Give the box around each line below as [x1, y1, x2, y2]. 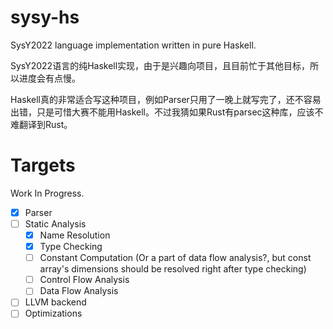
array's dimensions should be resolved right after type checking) [39, 263, 307, 275]
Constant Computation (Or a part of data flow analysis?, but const [39, 252, 312, 264]
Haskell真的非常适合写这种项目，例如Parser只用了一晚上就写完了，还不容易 [10, 93, 322, 105]
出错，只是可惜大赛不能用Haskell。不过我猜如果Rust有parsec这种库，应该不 [10, 106, 324, 118]
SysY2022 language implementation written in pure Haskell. [10, 39, 257, 51]
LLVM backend [24, 296, 87, 308]
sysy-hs [10, 6, 80, 29]
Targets [10, 154, 76, 177]
